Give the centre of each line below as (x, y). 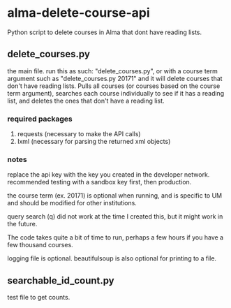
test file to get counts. (39, 298)
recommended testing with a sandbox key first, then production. (99, 182)
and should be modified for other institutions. (72, 203)
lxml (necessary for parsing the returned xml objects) (94, 142)
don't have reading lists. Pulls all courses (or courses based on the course (114, 86)
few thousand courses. (40, 245)
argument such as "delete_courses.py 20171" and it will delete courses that (115, 78)
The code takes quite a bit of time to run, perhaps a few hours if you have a (115, 237)
